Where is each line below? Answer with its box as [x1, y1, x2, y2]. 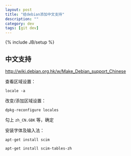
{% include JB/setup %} [5, 39, 55, 45]
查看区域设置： [5, 78, 36, 84]
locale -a [5, 88, 26, 93]
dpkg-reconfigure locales [5, 107, 59, 112]
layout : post [5, 7, 32, 12]
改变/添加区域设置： [5, 98, 46, 104]
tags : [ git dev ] [5, 26, 39, 31]
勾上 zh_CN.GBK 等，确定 [5, 117, 54, 123]
